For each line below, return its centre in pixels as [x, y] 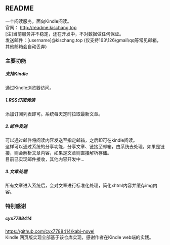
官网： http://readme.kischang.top [41, 27]
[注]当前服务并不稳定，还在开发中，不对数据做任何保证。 [65, 34]
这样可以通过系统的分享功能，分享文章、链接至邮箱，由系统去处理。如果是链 [85, 146]
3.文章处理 [16, 172]
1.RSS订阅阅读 [20, 100]
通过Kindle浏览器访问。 [30, 88]
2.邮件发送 [16, 127]
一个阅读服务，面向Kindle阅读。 [38, 21]
